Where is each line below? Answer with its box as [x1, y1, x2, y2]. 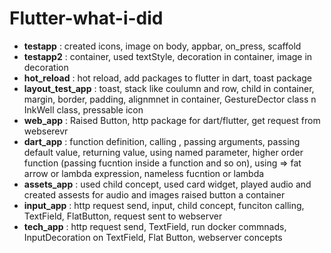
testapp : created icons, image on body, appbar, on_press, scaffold [23, 40, 302, 52]
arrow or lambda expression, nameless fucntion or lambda [23, 167, 265, 179]
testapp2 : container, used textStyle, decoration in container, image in [23, 50, 313, 62]
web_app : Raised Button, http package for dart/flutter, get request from [23, 114, 321, 126]
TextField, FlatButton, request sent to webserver [23, 210, 223, 222]
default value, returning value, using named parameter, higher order [23, 146, 304, 158]
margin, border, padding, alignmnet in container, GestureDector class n [23, 93, 317, 105]
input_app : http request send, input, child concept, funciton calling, [23, 199, 305, 211]
